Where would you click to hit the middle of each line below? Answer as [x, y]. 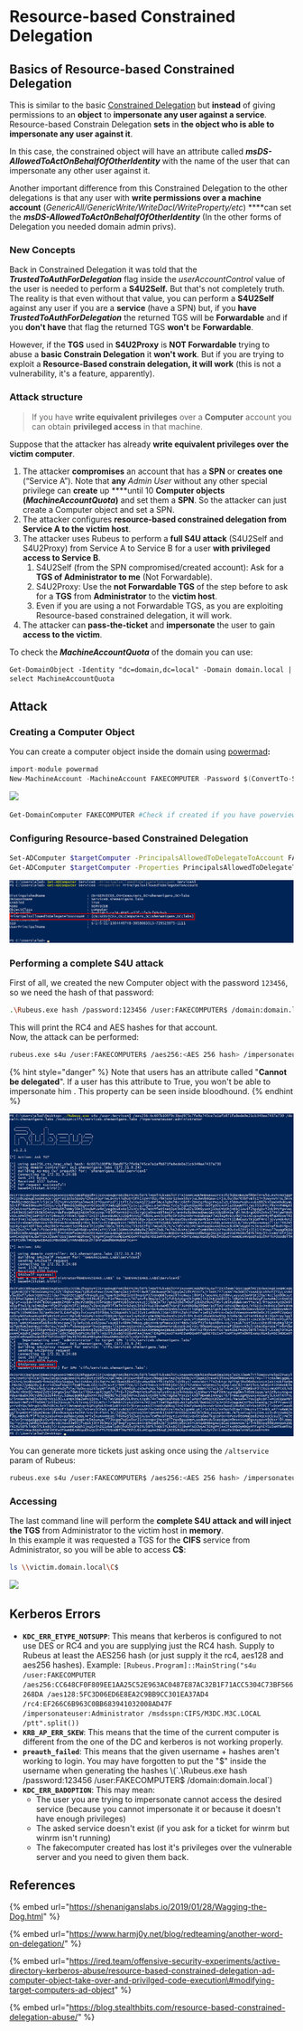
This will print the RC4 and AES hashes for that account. [114, 1027]
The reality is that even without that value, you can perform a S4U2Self [142, 298]
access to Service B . [61, 557]
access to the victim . [62, 634]
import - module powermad [54, 770]
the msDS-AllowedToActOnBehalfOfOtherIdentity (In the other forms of [146, 217]
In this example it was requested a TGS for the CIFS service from [130, 1540]
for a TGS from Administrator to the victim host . [127, 596]
